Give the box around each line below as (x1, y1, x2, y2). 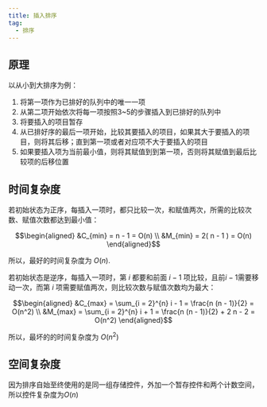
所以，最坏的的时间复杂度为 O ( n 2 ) (8, 331, 119, 342)
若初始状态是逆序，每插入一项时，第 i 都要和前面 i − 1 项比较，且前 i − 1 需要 (8, 273, 252, 282)
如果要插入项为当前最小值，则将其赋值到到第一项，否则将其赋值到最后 (19, 147, 250, 157)
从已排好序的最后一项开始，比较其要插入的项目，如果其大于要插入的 (19, 127, 243, 137)
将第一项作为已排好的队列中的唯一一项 (19, 97, 145, 107)
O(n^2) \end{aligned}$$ (94, 316, 173, 324)
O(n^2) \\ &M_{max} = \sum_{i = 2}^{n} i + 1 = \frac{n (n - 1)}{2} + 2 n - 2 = (11, 307, 256, 316)
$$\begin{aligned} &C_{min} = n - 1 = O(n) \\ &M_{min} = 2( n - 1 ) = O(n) (14, 231, 253, 240)
